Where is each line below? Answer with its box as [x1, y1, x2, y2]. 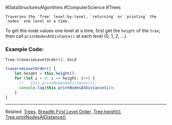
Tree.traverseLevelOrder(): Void [5, 57, 77, 63]
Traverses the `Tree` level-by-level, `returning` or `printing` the [5, 14, 157, 19]
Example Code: [5, 45, 44, 53]
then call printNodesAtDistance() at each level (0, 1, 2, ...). [5, 33, 128, 39]
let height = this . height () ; [14, 71, 77, 76]
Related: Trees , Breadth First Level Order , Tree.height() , [5, 109, 122, 115]
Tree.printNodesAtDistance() [5, 114, 66, 120]
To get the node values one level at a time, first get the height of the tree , [5, 28, 161, 34]
